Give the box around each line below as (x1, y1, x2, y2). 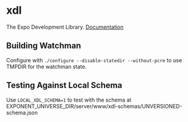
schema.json (6, 109, 38, 116)
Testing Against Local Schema (6, 80, 123, 90)
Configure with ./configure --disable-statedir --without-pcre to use (6, 56, 182, 63)
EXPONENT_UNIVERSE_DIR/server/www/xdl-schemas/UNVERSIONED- (6, 102, 183, 109)
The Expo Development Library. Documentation (6, 23, 124, 30)
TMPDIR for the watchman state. (6, 63, 87, 70)
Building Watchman (6, 41, 81, 51)
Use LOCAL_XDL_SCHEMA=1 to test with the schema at (6, 96, 132, 103)
